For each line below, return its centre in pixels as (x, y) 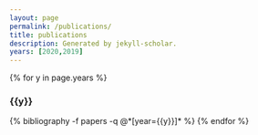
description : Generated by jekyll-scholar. (93, 43)
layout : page (34, 18)
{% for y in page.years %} (58, 78)
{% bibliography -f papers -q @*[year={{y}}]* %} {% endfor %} (129, 121)
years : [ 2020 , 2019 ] (46, 52)
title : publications (49, 35)
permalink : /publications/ (61, 26)
